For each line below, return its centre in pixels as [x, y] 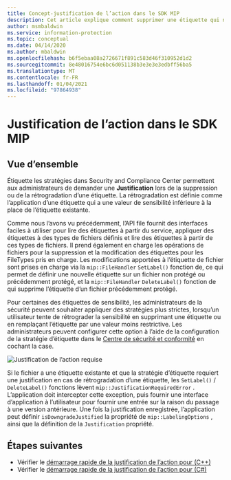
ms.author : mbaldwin [37, 52]
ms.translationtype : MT [41, 71]
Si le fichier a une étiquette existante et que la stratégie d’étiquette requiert [113, 373]
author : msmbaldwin [35, 26]
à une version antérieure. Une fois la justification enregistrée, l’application [111, 409]
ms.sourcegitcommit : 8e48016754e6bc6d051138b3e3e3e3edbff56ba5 [100, 65]
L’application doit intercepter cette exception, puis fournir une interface [108, 395]
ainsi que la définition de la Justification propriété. [80, 424]
